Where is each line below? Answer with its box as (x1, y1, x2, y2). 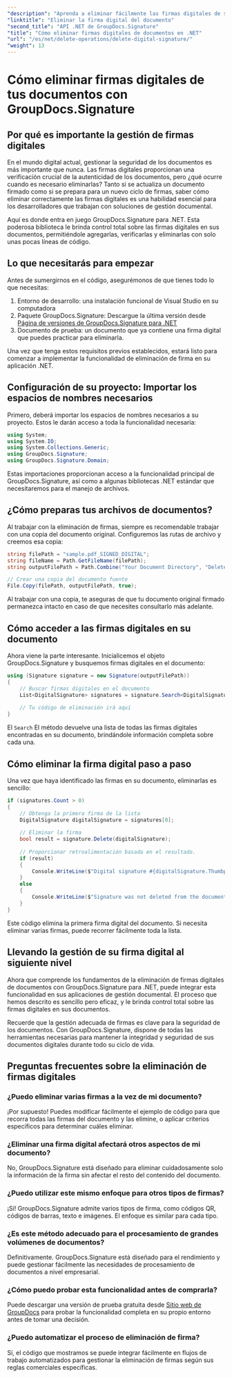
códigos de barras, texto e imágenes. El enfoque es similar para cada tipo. (7, 1211, 219, 1220)
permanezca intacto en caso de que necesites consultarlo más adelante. (7, 602, 214, 611)
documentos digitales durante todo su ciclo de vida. (7, 1040, 155, 1048)
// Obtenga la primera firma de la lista (19, 810, 140, 817)
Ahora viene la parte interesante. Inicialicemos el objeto (7, 651, 165, 660)
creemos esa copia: (7, 537, 64, 546)
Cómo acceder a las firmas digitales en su (7, 622, 191, 634)
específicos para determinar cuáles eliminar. (7, 1122, 133, 1130)
